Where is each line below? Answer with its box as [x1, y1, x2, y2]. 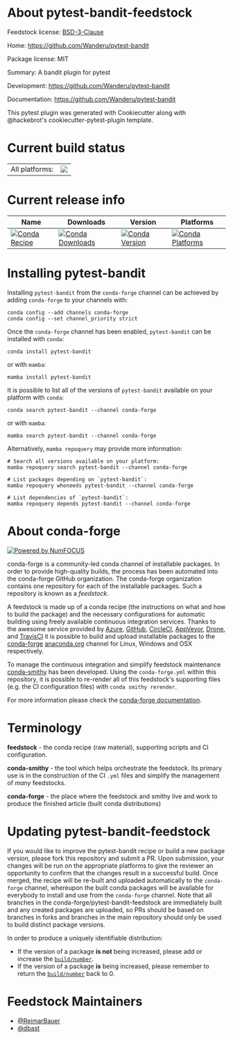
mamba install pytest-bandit [7, 373, 92, 381]
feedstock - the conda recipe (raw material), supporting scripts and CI [7, 743, 209, 751]
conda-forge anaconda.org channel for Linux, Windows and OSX [7, 639, 193, 648]
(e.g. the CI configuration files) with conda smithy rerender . [7, 682, 177, 691]
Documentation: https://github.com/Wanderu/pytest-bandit [7, 95, 176, 103]
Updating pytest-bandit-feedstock [7, 823, 211, 839]
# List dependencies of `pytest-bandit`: [7, 494, 129, 501]
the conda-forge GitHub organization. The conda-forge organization [7, 574, 202, 583]
